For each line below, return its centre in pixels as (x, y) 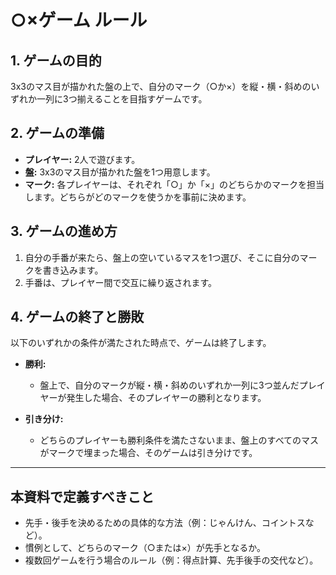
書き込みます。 (73, 270)
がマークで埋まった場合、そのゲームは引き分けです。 (148, 453)
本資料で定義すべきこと (82, 496)
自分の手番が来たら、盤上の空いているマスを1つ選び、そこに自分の (162, 257)
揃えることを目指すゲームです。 (142, 99)
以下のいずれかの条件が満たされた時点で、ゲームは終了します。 (141, 343)
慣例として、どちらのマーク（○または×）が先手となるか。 (145, 548)
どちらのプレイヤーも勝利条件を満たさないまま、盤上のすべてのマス (179, 440)
